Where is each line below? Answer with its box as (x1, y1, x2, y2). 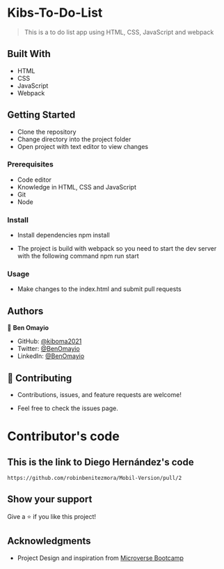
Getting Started (7, 109, 76, 121)
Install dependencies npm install (17, 231, 110, 240)
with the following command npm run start (17, 252, 139, 260)
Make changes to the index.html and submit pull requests (17, 285, 182, 293)
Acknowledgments (7, 535, 92, 547)
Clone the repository (17, 127, 77, 136)
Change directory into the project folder (17, 134, 131, 143)
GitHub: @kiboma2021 (17, 337, 82, 345)
